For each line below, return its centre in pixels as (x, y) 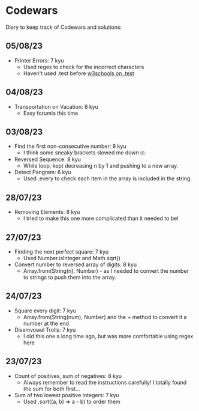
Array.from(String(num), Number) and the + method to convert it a (105, 317)
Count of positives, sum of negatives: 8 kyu (68, 376)
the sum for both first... (52, 389)
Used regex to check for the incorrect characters (84, 67)
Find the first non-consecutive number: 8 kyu (70, 146)
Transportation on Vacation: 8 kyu (56, 106)
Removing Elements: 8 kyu (47, 212)
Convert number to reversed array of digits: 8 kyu (76, 264)
